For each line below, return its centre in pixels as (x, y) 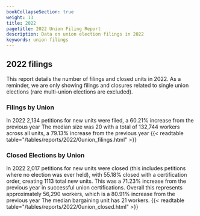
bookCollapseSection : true (40, 12)
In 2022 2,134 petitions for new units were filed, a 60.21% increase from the (100, 121)
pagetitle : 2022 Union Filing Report (54, 29)
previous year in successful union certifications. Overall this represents (94, 188)
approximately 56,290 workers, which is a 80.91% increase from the (91, 194)
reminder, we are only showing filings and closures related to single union (98, 85)
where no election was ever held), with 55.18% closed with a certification (97, 175)
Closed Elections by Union (45, 156)
